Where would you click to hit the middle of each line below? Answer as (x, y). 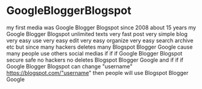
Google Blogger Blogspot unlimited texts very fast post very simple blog (97, 34)
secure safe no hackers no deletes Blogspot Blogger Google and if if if (95, 60)
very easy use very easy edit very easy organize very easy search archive (100, 40)
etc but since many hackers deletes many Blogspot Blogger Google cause (99, 47)
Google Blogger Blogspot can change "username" (69, 66)
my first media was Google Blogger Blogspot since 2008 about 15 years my (101, 27)
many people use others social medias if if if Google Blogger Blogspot (94, 53)
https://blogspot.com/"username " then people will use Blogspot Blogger (97, 73)
